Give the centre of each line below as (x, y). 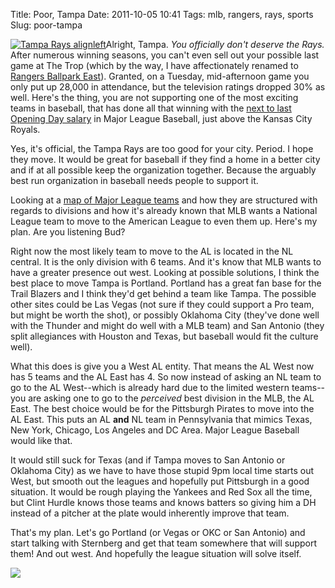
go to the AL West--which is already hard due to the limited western (150, 387)
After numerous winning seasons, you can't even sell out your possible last (165, 55)
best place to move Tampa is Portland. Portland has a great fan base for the (166, 283)
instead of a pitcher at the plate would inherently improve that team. (150, 513)
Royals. (25, 129)
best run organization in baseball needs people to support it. (134, 180)
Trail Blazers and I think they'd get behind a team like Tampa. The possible (163, 293)
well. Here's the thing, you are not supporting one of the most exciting (154, 97)
